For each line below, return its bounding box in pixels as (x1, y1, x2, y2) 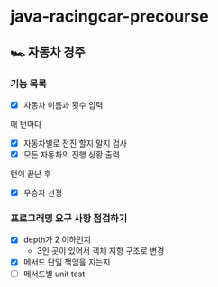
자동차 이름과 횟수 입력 (23, 99, 104, 110)
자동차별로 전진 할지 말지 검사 (23, 138, 127, 148)
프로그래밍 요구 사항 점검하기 (10, 212, 128, 225)
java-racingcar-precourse (10, 6, 210, 27)
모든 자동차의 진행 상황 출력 (23, 149, 121, 159)
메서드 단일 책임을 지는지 (23, 256, 111, 267)
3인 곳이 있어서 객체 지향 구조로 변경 (36, 246, 165, 256)
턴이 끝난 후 (10, 168, 52, 179)
